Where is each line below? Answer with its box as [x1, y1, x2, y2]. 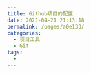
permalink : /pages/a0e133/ [7, 23, 85, 30]
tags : [7, 49, 23, 56]
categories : [7, 29, 41, 37]
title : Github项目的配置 [7, 10, 74, 17]
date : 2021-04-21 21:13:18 [7, 17, 85, 24]
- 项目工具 [13, 36, 41, 43]
